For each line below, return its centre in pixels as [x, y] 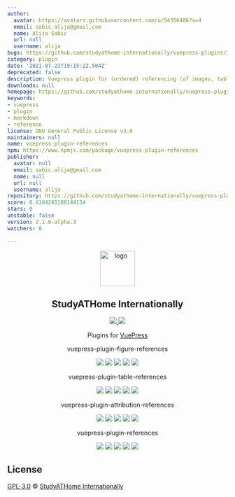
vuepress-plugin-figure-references [117, 349]
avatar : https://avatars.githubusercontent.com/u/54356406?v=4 [107, 20]
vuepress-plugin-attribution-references [117, 405]
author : [19, 14]
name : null [29, 176]
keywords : [22, 99]
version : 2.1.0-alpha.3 [42, 222]
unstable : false [31, 216]
